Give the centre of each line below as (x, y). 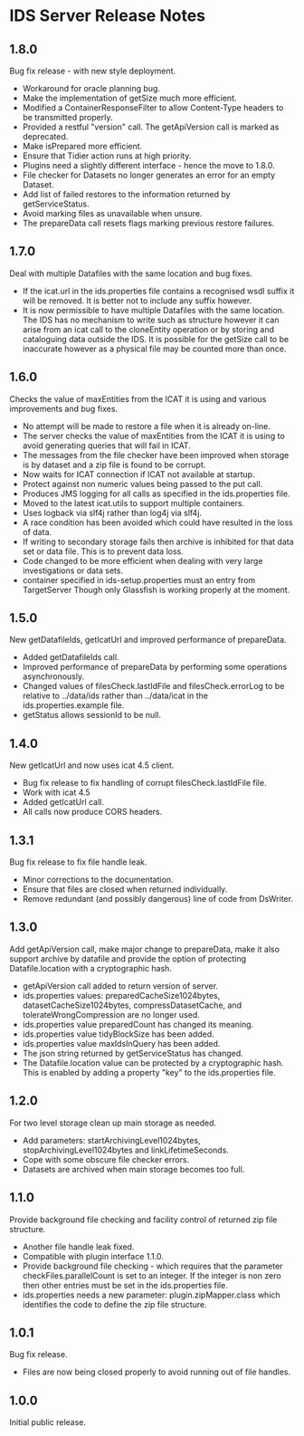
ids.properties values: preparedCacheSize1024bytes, (121, 995)
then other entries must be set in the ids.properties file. (125, 1285)
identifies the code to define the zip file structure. (114, 1304)
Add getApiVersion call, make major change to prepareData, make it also (145, 949)
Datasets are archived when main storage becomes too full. (133, 1169)
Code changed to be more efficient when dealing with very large (142, 560)
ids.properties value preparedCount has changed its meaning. (138, 1024)
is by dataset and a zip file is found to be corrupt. (114, 464)
